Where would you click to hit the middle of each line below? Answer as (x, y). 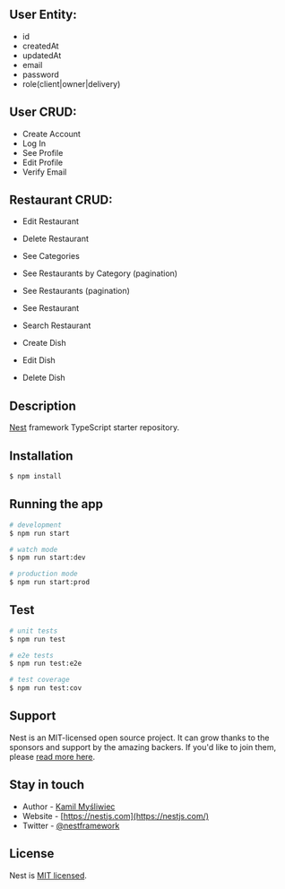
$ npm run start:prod (50, 583)
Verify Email (44, 172)
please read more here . (52, 756)
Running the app (56, 504)
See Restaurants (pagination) (76, 291)
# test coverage (39, 680)
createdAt (41, 46)
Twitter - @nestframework (71, 825)
